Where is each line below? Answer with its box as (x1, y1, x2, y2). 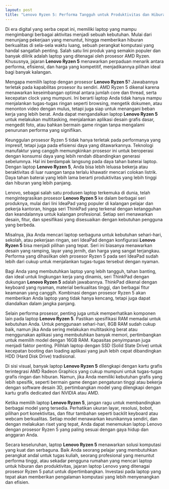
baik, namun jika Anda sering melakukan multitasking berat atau (5, 326, 138, 332)
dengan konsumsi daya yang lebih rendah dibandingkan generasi (5, 153, 140, 159)
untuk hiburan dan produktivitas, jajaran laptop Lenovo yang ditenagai (5, 463, 150, 469)
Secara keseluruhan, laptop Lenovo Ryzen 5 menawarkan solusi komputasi (5, 442, 161, 448)
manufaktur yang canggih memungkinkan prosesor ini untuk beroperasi (5, 148, 154, 154)
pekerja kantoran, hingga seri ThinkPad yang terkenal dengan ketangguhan (5, 206, 161, 212)
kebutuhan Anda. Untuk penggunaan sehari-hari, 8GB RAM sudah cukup (5, 321, 156, 327)
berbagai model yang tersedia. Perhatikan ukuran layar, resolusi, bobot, (5, 405, 153, 411)
